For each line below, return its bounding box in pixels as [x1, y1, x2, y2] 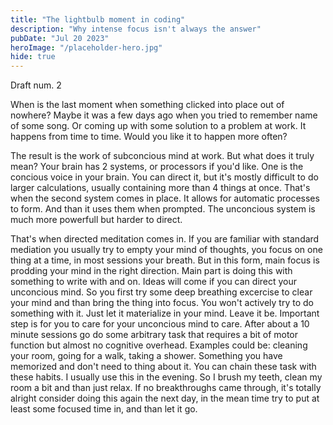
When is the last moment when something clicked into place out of [10, 99, 285, 111]
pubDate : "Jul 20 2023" [10, 33, 110, 43]
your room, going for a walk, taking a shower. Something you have [10, 350, 283, 362]
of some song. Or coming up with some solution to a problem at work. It [10, 120, 307, 132]
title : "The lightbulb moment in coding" [10, 14, 186, 25]
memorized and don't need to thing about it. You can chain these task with [10, 361, 317, 373]
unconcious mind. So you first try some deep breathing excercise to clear [10, 286, 313, 298]
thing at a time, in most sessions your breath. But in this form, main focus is [10, 254, 320, 266]
